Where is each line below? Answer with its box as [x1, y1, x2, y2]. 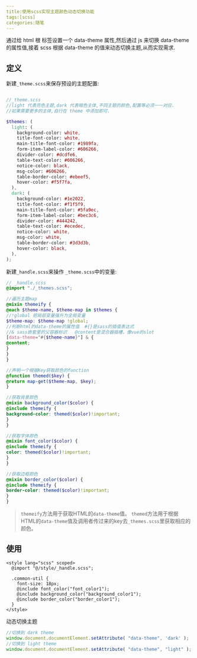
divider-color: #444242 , [17, 218, 78, 224]
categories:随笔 [6, 20, 44, 25]
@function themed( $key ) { [6, 373, 70, 379]
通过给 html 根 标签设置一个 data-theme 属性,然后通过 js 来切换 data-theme [6, 37, 189, 44]
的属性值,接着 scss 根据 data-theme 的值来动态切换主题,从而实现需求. [6, 44, 176, 51]
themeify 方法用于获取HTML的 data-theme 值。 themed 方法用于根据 [20, 510, 179, 518]
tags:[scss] [6, 14, 35, 20]
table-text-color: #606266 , [17, 157, 86, 163]
